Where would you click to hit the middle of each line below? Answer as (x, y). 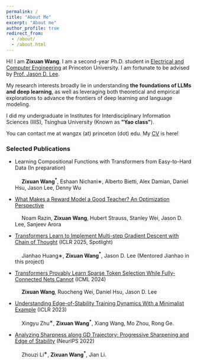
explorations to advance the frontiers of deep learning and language (89, 97)
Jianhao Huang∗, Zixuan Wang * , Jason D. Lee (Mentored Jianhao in (105, 255)
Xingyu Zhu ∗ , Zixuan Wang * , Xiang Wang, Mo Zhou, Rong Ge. (98, 323)
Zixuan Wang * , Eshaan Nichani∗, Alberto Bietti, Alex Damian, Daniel (105, 181)
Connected (28, 279)
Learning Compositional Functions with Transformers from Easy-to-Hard (103, 162)
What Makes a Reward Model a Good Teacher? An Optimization (92, 199)
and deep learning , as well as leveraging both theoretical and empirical (93, 92)
